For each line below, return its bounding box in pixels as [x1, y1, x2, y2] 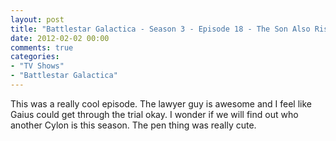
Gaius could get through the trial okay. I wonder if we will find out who [10, 108, 299, 120]
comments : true [10, 42, 74, 53]
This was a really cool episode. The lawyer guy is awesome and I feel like [10, 97, 312, 110]
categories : [10, 52, 60, 62]
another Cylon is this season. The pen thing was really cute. [10, 119, 257, 131]
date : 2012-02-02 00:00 [10, 33, 110, 43]
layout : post [10, 14, 65, 25]
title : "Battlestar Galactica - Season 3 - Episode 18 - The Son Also [10, 24, 311, 34]
